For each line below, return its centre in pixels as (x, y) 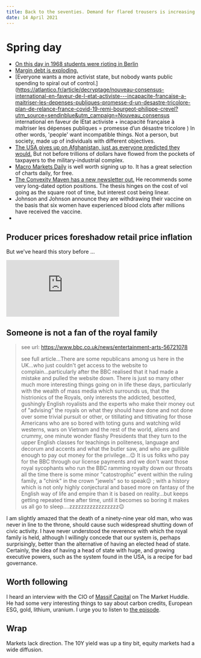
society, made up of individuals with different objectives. (85, 141)
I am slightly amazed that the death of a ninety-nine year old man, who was (99, 518)
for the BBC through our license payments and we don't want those (104, 462)
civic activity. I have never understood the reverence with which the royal (97, 531)
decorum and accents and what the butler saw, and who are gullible (105, 449)
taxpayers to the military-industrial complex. (70, 160)
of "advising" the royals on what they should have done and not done (107, 410)
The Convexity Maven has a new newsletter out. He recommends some (104, 179)
